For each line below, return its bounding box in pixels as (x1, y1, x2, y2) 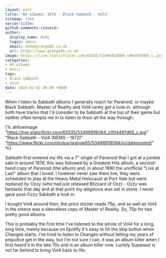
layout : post (5, 7, 32, 12)
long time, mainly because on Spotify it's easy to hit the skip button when (5, 226, 155, 232)
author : (5, 30, 21, 35)
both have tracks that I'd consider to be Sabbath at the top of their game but (5, 109, 161, 115)
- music (5, 67, 21, 72)
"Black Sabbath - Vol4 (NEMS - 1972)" (5, 134, 83, 141)
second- (139, 160, 157, 166)
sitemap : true (5, 16, 35, 21)
